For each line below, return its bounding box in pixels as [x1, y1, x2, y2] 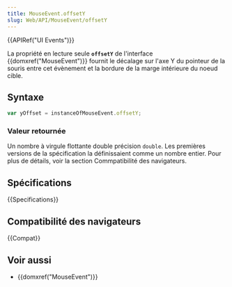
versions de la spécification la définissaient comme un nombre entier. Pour [7, 149, 222, 158]
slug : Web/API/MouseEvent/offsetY [7, 17, 108, 24]
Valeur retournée [7, 126, 66, 136]
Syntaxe [7, 91, 44, 103]
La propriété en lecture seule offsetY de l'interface [7, 49, 153, 58]
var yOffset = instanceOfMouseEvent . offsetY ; [7, 110, 141, 117]
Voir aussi [7, 254, 52, 266]
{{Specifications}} [7, 195, 59, 204]
